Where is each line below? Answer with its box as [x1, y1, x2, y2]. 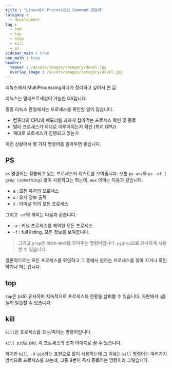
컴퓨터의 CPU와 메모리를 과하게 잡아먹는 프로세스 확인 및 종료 [12, 117, 136, 123]
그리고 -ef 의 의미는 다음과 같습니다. [5, 211, 77, 217]
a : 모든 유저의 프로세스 [12, 188, 59, 194]
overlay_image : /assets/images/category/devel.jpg [10, 70, 123, 75]
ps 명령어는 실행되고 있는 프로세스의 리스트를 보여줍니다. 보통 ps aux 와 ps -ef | [5, 170, 167, 176]
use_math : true [5, 55, 40, 61]
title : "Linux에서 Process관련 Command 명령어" [5, 7, 104, 13]
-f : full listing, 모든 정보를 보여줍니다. [12, 229, 90, 235]
